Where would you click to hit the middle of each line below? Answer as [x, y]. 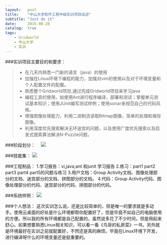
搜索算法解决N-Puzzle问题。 [63, 134]
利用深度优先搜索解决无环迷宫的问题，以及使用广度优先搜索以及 [90, 128]
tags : [11, 33]
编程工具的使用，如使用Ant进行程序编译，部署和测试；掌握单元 [89, 97]
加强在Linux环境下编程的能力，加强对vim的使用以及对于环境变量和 [93, 78]
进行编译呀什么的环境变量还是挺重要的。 [46, 237]
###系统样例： [20, 195]
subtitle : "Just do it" [30, 19]
